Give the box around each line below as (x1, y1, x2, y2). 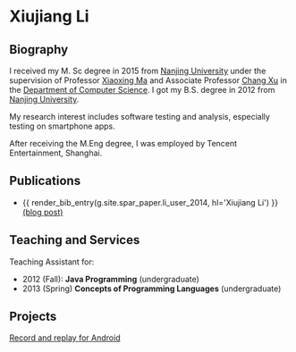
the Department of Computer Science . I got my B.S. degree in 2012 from (9, 85, 275, 95)
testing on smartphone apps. (9, 121, 115, 131)
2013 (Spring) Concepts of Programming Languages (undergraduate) (21, 283, 282, 294)
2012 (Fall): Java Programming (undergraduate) (21, 273, 199, 284)
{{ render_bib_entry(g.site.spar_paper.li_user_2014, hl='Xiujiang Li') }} (21, 197, 279, 207)
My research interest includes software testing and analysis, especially (9, 112, 271, 122)
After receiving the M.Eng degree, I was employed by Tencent (9, 138, 238, 148)
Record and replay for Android (9, 332, 121, 343)
